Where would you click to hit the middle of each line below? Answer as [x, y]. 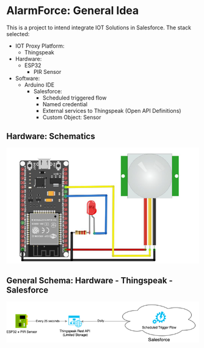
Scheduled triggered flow [75, 98]
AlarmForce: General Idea [73, 11]
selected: [18, 34]
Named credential [65, 104]
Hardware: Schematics [51, 136]
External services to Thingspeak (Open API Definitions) [112, 111]
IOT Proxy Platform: [40, 46]
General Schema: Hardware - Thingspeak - [89, 281]
